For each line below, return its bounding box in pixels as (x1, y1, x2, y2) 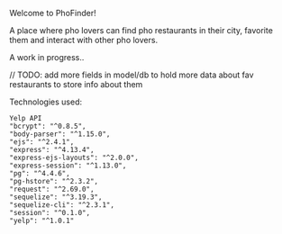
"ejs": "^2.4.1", (9, 138, 75, 147)
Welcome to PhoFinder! (9, 8, 96, 18)
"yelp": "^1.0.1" (9, 216, 75, 225)
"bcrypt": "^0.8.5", (9, 121, 87, 130)
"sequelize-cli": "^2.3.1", (9, 201, 115, 210)
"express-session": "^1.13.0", (9, 161, 127, 170)
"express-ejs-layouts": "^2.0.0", (9, 153, 140, 162)
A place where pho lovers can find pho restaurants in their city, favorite (9, 25, 273, 35)
